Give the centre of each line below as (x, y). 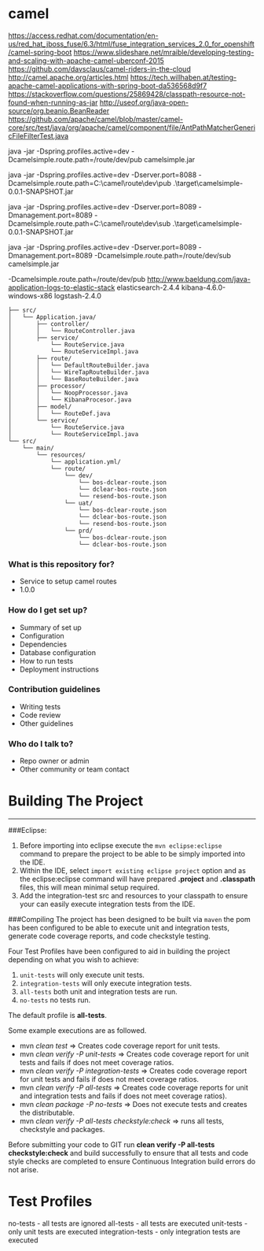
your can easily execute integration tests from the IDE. (107, 904)
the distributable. (47, 1113)
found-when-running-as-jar (53, 102)
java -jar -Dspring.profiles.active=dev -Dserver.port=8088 (103, 175)
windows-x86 (30, 295)
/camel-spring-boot (40, 52)
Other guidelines (46, 723)
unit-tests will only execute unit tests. (82, 975)
